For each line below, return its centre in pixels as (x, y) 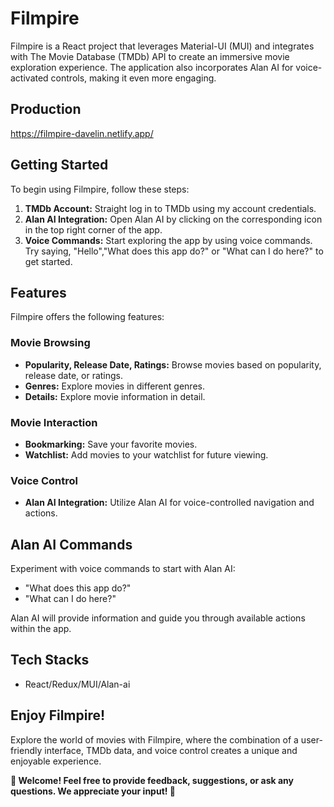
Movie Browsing (50, 343)
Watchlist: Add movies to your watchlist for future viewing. (146, 454)
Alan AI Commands (71, 544)
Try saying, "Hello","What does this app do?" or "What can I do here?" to (174, 251)
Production (46, 109)
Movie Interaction (54, 422)
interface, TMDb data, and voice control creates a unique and (171, 750)
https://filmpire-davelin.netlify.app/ (82, 133)
